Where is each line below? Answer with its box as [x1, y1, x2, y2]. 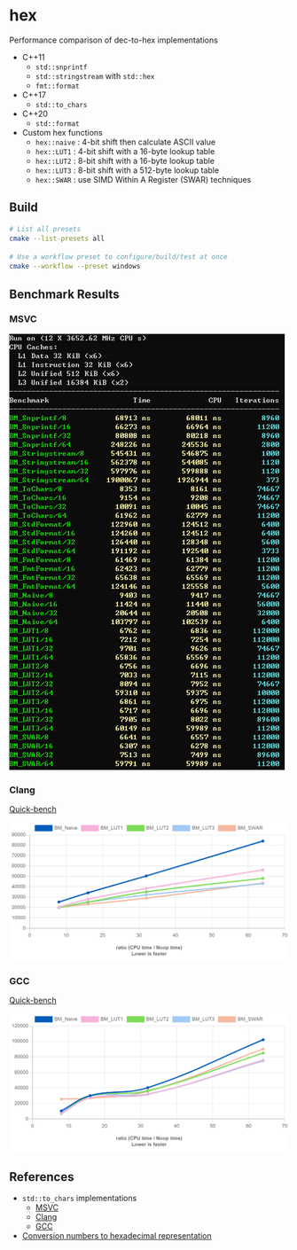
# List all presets [9, 224, 82, 233]
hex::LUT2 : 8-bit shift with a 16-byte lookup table [35, 155, 215, 166]
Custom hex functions [21, 127, 104, 137]
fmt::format [35, 82, 80, 90]
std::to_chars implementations [21, 1193, 137, 1204]
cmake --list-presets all [9, 234, 105, 243]
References [9, 1169, 74, 1184]
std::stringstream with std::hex [35, 70, 155, 81]
